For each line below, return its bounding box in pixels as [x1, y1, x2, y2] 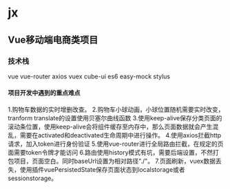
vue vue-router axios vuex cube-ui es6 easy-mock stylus [8, 72, 171, 80]
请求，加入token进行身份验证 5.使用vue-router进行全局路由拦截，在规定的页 [8, 140, 224, 148]
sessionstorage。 [8, 174, 58, 183]
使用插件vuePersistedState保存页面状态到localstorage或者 [19, 166, 185, 174]
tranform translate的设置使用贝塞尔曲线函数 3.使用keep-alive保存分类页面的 [8, 114, 222, 122]
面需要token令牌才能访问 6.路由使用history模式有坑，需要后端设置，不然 [8, 148, 213, 157]
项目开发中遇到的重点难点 [8, 89, 81, 97]
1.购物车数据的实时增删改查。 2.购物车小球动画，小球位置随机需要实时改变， [8, 105, 224, 114]
